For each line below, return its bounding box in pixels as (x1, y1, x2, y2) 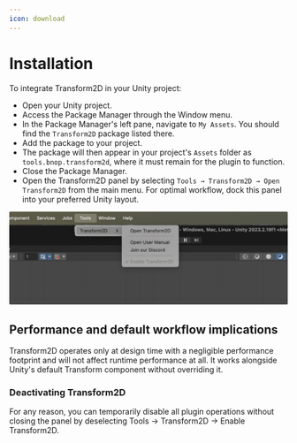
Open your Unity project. (21, 100, 112, 111)
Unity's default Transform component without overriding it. (9, 364, 224, 375)
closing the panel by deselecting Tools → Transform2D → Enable (9, 416, 246, 426)
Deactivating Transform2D (9, 386, 126, 399)
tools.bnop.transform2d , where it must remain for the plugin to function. (21, 156, 286, 167)
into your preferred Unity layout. (21, 194, 140, 204)
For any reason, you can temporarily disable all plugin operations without (9, 407, 275, 417)
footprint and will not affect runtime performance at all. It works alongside (9, 355, 278, 366)
